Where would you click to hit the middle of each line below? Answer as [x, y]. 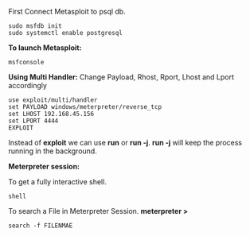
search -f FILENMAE [41, 226]
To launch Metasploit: [45, 48]
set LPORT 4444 [33, 121]
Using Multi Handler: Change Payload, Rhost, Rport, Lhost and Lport [121, 77]
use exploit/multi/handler [53, 100]
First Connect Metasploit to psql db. [67, 12]
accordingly [28, 85]
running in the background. [53, 151]
